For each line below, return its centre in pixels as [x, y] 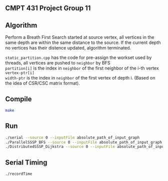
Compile [18, 99]
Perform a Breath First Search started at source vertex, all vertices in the [80, 37]
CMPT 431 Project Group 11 [48, 8]
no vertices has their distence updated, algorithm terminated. [68, 48]
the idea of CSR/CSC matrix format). [42, 83]
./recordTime [19, 174]
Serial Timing [26, 162]
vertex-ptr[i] [20, 73]
